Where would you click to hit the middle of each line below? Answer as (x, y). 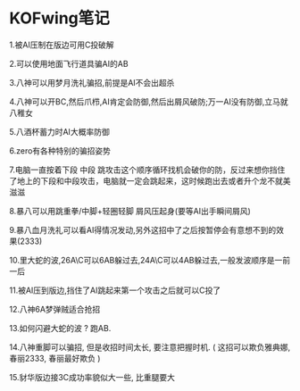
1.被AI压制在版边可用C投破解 (62, 45)
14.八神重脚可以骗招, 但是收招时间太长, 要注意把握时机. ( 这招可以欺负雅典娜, (150, 347)
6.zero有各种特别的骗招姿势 (60, 150)
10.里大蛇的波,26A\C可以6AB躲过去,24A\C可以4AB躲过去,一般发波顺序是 (142, 260)
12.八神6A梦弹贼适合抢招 (55, 309)
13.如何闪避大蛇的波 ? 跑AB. (60, 328)
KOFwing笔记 (59, 18)
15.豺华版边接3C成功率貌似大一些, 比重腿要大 (92, 377)
